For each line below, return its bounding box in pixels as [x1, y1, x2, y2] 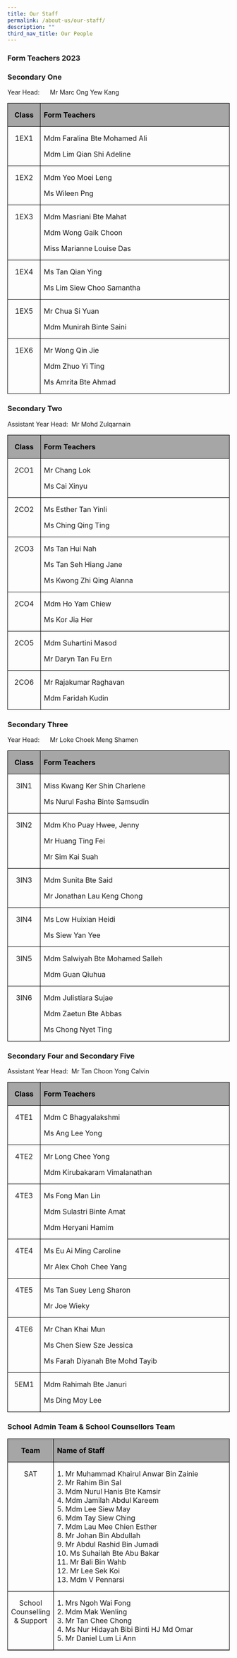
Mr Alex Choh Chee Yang [43, 1262, 127, 1272]
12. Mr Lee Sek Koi [56, 1566, 120, 1575]
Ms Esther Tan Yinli [43, 504, 107, 514]
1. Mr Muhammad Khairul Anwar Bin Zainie [56, 1468, 199, 1478]
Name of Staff [56, 1445, 105, 1455]
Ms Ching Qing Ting [43, 520, 110, 530]
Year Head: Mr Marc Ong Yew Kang [7, 88, 120, 97]
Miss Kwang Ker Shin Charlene [43, 781, 146, 791]
